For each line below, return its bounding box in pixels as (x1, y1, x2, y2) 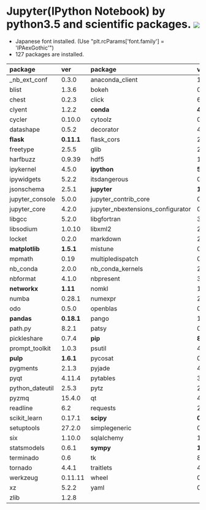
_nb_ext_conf (9, 75, 48, 84)
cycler (9, 115, 28, 124)
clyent (9, 105, 28, 114)
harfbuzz (9, 155, 36, 163)
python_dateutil (9, 384, 54, 392)
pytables (90, 373, 116, 382)
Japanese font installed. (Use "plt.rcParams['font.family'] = (15, 37, 164, 45)
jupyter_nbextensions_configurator (90, 204, 191, 213)
